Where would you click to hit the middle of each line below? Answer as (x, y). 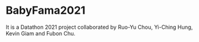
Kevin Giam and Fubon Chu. (40, 33)
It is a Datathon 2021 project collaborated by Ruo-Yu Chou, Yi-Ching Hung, (99, 27)
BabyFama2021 (46, 10)
